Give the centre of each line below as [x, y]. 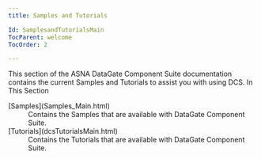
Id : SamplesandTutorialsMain [56, 30]
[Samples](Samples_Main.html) [59, 106]
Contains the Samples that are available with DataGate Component [136, 115]
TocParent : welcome [40, 37]
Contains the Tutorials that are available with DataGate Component [136, 140]
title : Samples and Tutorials [58, 15]
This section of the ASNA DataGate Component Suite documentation [120, 74]
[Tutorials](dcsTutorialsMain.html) [63, 131]
